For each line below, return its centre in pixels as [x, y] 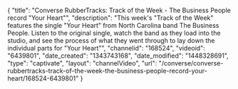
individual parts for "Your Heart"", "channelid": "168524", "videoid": [106, 48]
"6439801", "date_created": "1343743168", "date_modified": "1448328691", [118, 56]
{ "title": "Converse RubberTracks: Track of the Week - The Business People [119, 10]
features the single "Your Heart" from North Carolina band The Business [113, 25]
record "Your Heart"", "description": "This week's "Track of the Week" [110, 18]
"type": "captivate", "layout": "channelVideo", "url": [82, 63]
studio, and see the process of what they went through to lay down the [111, 41]
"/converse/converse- [191, 63]
